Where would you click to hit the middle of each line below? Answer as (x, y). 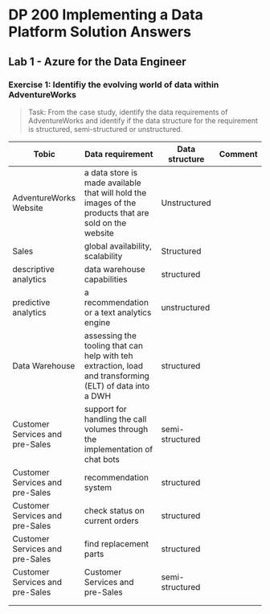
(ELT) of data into (117, 385)
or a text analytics (118, 312)
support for (105, 409)
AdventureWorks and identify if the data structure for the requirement (143, 120)
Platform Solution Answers (100, 32)
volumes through (116, 429)
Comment (238, 154)
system (98, 487)
